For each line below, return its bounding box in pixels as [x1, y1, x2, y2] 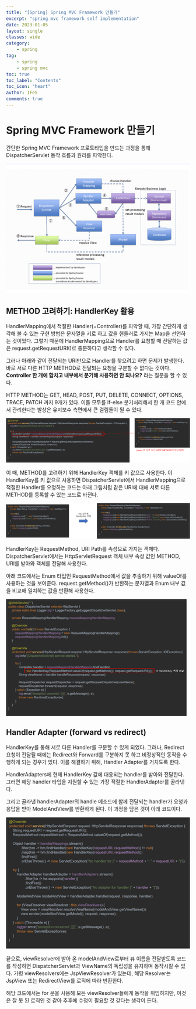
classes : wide [6, 34, 41, 40]
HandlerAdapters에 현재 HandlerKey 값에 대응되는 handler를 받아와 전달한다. [6, 771, 185, 778]
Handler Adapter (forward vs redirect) [6, 727, 147, 738]
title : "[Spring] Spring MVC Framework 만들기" [6, 9, 121, 15]
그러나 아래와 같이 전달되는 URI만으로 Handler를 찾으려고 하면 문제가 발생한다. [6, 357, 185, 364]
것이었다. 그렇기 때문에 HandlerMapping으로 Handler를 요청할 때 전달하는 [12, 338, 182, 345]
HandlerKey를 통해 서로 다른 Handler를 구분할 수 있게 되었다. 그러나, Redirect [6, 744, 185, 751]
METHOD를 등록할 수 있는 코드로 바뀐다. [6, 491, 99, 498]
